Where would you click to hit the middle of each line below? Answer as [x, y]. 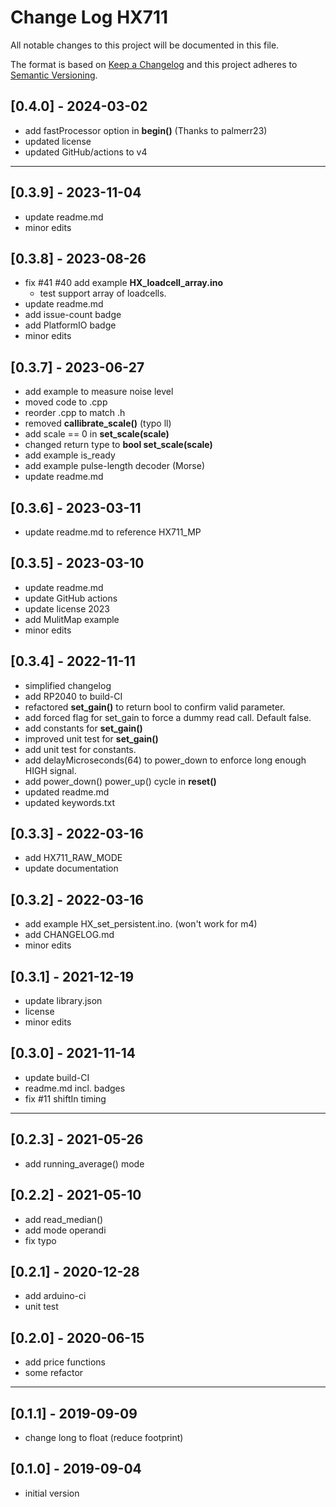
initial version [52, 1493]
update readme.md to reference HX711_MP [113, 532]
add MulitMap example [72, 619]
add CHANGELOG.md [69, 935]
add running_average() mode [84, 1163]
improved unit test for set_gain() [91, 738]
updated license [58, 141]
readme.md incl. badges [75, 1088]
